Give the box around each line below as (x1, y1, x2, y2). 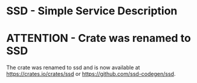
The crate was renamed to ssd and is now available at (6, 64, 140, 71)
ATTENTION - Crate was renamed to (6, 32, 192, 45)
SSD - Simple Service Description (6, 4, 178, 18)
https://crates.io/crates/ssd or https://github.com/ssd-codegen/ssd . (6, 70, 176, 78)
